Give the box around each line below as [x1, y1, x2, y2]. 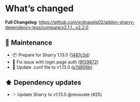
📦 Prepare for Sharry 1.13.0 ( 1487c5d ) [12, 52, 90, 58]
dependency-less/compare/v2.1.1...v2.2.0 [5, 24, 89, 30]
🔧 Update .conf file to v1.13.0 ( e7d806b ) [12, 64, 93, 70]
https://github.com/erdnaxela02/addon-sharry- [38, 19, 135, 25]
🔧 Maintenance [5, 39, 53, 47]
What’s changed [5, 3, 74, 14]
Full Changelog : [5, 19, 38, 25]
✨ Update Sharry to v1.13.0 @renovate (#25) [12, 91, 103, 97]
